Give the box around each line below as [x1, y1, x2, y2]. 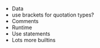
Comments [11, 18, 39, 24]
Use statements [11, 30, 50, 37]
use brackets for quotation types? [11, 11, 95, 18]
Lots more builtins [11, 37, 56, 43]
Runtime [11, 24, 33, 31]
